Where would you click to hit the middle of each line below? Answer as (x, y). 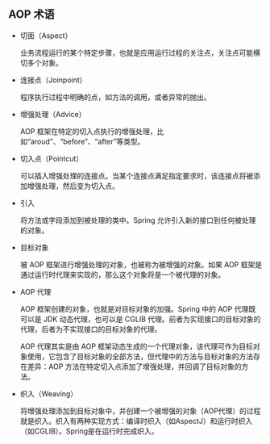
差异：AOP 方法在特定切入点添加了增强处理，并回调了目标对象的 (134, 367)
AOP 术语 (31, 15)
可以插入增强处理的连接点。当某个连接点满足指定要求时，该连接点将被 (137, 175)
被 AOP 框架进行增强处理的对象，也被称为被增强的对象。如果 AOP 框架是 (141, 264)
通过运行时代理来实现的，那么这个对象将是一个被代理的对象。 (123, 274)
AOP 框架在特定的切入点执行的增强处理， (88, 131)
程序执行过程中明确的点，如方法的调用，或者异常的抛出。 (115, 97)
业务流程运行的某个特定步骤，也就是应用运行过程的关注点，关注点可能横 (140, 52)
